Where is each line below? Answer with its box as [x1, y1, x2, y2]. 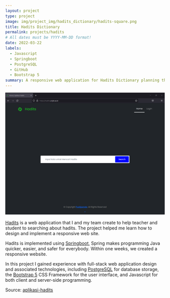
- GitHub [10, 67, 28, 72]
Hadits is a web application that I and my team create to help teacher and [5, 220, 158, 226]
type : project [5, 13, 35, 19]
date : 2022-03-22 [5, 41, 42, 46]
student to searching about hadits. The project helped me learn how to [5, 225, 152, 231]
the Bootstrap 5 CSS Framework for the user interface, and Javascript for [5, 272, 158, 278]
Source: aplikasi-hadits [5, 287, 53, 293]
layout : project [5, 8, 39, 13]
